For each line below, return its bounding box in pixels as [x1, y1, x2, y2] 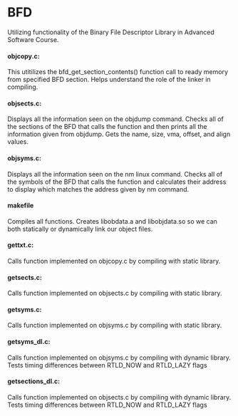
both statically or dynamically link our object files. [7, 224, 153, 233]
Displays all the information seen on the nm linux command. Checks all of [7, 170, 223, 178]
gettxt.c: [7, 241, 34, 249]
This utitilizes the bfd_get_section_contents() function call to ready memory [7, 68, 228, 76]
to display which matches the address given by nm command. [7, 184, 190, 193]
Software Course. [7, 35, 59, 43]
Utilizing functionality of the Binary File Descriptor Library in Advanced [7, 28, 215, 36]
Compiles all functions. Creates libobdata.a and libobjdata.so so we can [7, 217, 217, 225]
